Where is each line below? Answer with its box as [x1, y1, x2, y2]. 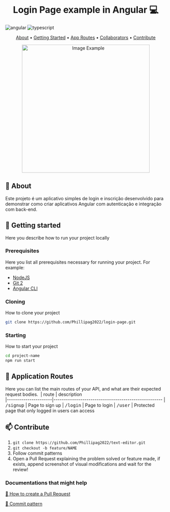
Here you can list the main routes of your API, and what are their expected [5, 386, 161, 392]
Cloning [5, 298, 26, 305]
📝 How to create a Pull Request [5, 491, 70, 497]
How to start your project [5, 344, 58, 350]
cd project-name [5, 353, 40, 358]
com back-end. [5, 206, 37, 212]
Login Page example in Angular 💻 [13, 4, 159, 16]
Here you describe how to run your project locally [5, 234, 110, 241]
